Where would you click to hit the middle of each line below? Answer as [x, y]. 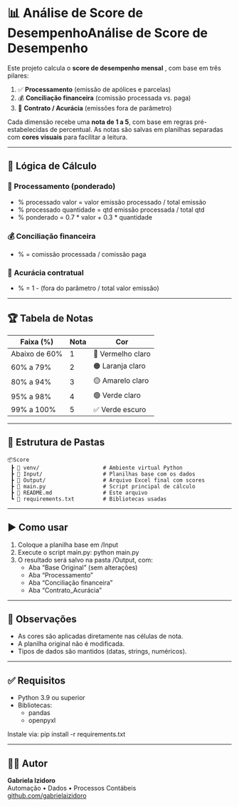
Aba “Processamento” [61, 575]
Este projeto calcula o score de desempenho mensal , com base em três [115, 68]
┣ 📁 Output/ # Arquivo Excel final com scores [107, 480]
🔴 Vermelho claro [122, 354]
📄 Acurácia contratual [46, 272]
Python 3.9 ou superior [51, 698]
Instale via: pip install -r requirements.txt [67, 734]
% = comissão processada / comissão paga [82, 254]
